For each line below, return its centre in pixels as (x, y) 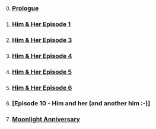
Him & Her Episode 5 (42, 72)
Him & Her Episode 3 (42, 40)
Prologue (25, 8)
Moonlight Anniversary (46, 120)
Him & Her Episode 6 (42, 88)
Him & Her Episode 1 (41, 24)
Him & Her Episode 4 (42, 56)
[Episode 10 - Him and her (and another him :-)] (81, 104)
